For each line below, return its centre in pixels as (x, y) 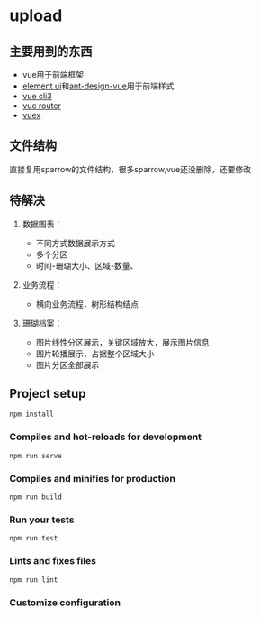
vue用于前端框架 (53, 74)
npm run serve (36, 456)
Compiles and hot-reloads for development (106, 437)
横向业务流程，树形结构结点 (87, 304)
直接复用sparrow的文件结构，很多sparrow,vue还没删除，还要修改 (130, 169)
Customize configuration (65, 603)
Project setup (48, 394)
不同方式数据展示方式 (75, 243)
